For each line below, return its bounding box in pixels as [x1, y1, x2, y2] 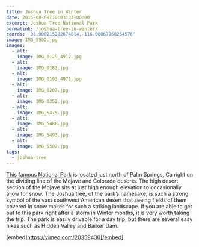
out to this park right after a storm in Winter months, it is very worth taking [6, 209, 190, 217]
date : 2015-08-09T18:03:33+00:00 [6, 14, 90, 20]
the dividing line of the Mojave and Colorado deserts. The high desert [6, 177, 179, 184]
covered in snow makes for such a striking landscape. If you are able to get [6, 203, 192, 210]
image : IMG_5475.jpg [17, 110, 69, 116]
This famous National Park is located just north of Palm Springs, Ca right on [6, 171, 194, 178]
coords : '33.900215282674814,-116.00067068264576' [6, 31, 136, 37]
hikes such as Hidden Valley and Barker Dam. [6, 222, 119, 230]
